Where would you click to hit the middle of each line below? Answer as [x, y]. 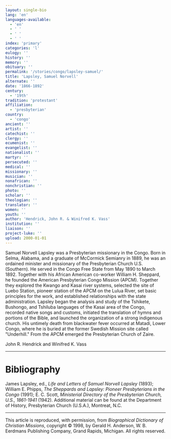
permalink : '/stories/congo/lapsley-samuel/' [54, 72]
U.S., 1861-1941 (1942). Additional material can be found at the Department [83, 400]
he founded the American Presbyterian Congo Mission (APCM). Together [82, 280]
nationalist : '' [22, 153]
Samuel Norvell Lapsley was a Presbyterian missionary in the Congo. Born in [85, 252]
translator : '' [21, 205]
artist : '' [17, 129]
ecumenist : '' [20, 143]
